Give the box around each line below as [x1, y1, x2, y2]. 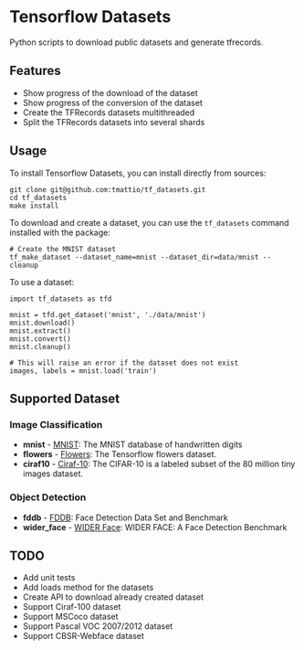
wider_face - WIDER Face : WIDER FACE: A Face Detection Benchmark [22, 521, 288, 532]
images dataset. [22, 468, 84, 479]
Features [9, 63, 61, 79]
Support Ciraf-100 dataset [22, 602, 121, 613]
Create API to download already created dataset [22, 591, 204, 602]
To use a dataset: [9, 276, 75, 287]
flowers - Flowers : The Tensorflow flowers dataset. [22, 449, 217, 460]
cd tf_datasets [9, 193, 68, 202]
